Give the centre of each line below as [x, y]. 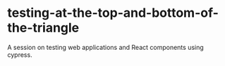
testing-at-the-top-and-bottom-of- [113, 13]
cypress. [20, 55]
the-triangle [43, 28]
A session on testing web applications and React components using [106, 47]
